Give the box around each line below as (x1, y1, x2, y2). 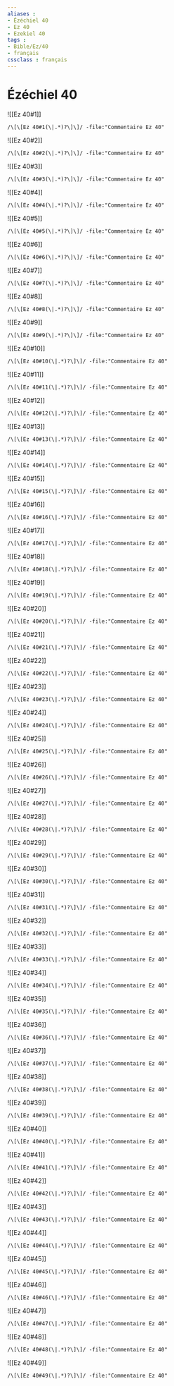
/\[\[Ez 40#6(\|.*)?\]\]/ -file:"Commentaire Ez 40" (7, 253, 165, 261)
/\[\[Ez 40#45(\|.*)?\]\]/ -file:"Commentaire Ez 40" (7, 1268, 168, 1275)
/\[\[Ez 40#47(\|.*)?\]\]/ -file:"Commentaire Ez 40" (7, 1320, 168, 1327)
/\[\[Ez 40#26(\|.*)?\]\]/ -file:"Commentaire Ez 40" (7, 774, 168, 781)
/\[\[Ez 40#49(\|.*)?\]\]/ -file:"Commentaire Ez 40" (7, 1372, 168, 1379)
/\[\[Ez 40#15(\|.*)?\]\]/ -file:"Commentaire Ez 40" (7, 487, 168, 494)
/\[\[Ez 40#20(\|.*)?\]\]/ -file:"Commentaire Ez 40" (7, 618, 168, 625)
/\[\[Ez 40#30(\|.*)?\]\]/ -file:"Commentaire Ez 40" (7, 877, 168, 885)
